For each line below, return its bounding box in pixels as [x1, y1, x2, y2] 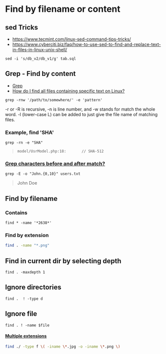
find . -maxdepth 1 [5, 270, 45, 275]
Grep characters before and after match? [5, 160, 105, 167]
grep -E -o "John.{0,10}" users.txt [5, 171, 81, 176]
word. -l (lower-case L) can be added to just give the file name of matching [5, 111, 158, 117]
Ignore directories [5, 283, 62, 292]
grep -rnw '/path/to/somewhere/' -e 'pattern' [5, 97, 103, 102]
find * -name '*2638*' [5, 221, 52, 226]
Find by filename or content [5, 3, 121, 15]
